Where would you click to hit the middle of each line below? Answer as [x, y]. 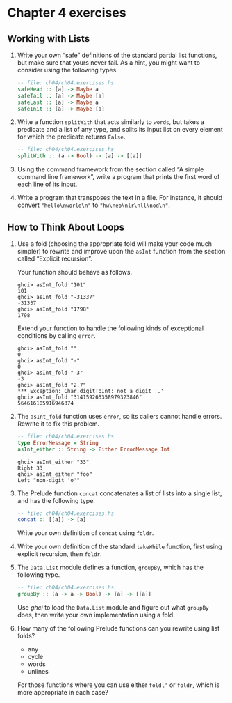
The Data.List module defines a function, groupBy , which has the [110, 567]
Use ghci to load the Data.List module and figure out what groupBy [113, 608]
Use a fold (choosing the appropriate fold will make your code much [114, 244]
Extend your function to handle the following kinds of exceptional [110, 328]
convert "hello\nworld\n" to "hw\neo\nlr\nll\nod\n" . [93, 205]
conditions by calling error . [56, 335]
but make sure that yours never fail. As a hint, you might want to [108, 63]
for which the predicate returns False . [71, 137]
